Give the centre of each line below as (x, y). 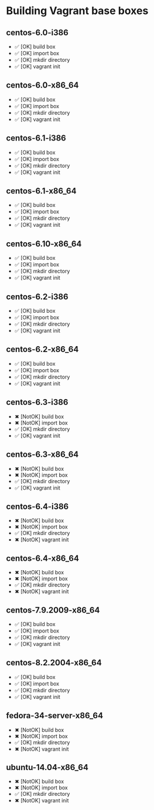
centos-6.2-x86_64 (42, 349)
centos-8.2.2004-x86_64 (54, 663)
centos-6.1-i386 (36, 138)
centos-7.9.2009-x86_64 (53, 610)
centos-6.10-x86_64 (44, 244)
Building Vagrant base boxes (77, 11)
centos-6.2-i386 (37, 297)
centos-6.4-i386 (37, 506)
